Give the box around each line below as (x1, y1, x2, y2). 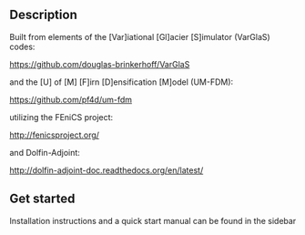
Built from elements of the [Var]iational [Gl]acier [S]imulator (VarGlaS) (9, 31, 270, 42)
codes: (9, 41, 36, 52)
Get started (9, 191, 76, 207)
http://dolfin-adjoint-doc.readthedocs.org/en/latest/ (9, 164, 204, 176)
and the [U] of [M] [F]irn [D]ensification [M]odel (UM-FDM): (9, 77, 234, 87)
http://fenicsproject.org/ (9, 129, 100, 140)
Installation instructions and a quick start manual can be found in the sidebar (9, 215, 297, 226)
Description (9, 7, 77, 23)
